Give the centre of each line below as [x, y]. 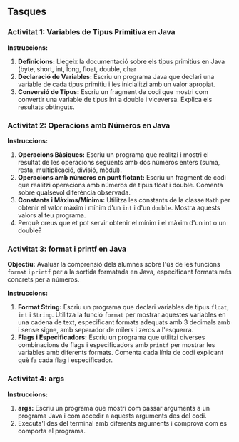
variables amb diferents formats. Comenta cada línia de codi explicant [120, 353]
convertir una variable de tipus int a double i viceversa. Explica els [115, 99]
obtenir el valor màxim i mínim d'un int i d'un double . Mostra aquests [119, 207]
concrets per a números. [44, 279]
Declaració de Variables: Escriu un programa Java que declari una [116, 76]
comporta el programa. [51, 431]
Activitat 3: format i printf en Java [67, 249]
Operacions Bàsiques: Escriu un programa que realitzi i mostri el [113, 154]
